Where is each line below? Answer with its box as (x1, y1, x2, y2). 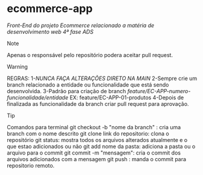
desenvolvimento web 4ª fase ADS (7, 28, 94, 35)
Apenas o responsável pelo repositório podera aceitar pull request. (7, 51, 173, 58)
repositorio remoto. (7, 162, 55, 169)
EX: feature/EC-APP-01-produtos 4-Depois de (69, 94, 184, 101)
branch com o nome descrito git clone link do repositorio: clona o (7, 130, 170, 137)
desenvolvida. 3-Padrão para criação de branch (7, 87, 126, 94)
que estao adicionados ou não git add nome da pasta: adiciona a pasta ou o (7, 143, 196, 150)
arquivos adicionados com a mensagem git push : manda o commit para (7, 155, 187, 162)
